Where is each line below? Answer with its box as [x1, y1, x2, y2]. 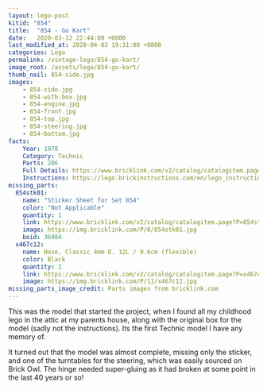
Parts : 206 [22, 160, 59, 168]
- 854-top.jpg [22, 115, 69, 123]
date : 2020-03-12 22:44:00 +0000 [8, 33, 126, 42]
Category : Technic [22, 152, 83, 160]
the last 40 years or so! [8, 373, 84, 382]
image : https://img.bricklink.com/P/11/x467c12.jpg [22, 277, 197, 286]
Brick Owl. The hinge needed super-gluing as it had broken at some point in [8, 365, 256, 373]
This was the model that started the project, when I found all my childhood [8, 307, 252, 316]
